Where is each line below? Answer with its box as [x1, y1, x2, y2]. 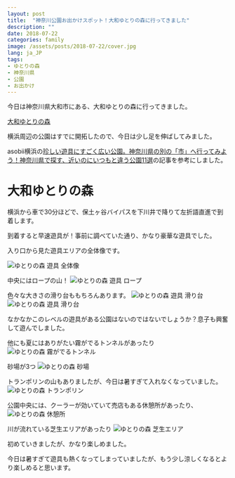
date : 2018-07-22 [7, 30, 58, 37]
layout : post [7, 10, 46, 18]
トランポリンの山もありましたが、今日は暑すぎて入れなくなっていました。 [7, 377, 222, 386]
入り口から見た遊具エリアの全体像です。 [7, 247, 124, 255]
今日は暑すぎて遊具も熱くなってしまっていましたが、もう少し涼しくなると [7, 455, 222, 463]
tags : [7, 56, 23, 63]
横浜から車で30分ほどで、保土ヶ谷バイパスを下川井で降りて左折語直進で [7, 208, 217, 217]
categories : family [7, 37, 65, 44]
